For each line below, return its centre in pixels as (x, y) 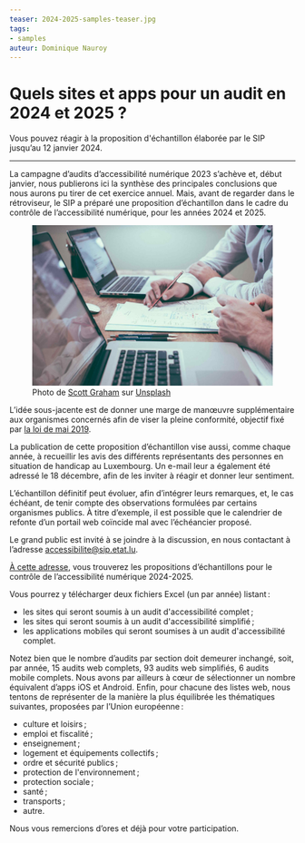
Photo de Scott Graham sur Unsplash (101, 392)
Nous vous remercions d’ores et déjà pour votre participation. (124, 828)
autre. (34, 810)
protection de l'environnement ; (81, 772)
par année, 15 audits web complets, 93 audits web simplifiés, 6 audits (139, 668)
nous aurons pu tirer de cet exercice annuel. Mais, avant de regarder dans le (152, 193)
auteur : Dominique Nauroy (58, 48)
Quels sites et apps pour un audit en (148, 94)
